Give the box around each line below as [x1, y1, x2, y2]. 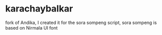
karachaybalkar [5, 3, 73, 14]
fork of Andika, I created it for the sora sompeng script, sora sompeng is [5, 19, 157, 25]
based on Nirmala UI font [5, 24, 58, 30]
